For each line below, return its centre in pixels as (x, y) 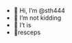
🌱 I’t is (22, 25)
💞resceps (27, 32)
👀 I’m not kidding (37, 18)
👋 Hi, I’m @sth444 (39, 11)
